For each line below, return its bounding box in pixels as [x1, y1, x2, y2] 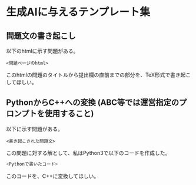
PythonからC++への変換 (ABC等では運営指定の [6, 98, 180, 108]
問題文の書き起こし [6, 31, 76, 41]
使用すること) [44, 108, 94, 118]
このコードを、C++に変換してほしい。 [6, 172, 99, 180]
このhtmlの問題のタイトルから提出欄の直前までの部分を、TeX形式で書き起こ [6, 71, 191, 78]
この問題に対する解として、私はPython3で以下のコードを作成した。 [6, 149, 171, 156]
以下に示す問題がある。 [6, 125, 63, 133]
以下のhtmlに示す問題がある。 [6, 48, 79, 54]
